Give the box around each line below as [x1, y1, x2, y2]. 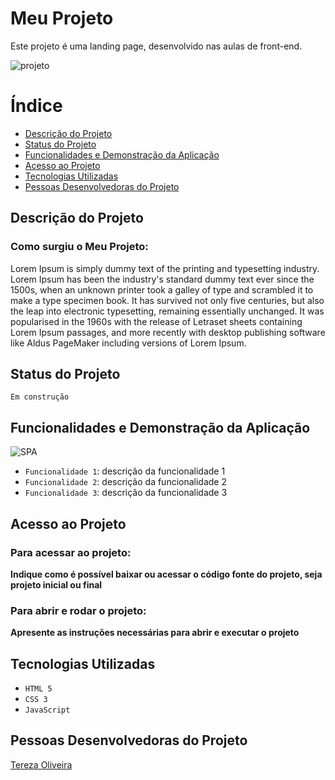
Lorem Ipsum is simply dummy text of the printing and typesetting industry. [10, 262, 320, 274]
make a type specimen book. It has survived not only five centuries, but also [10, 294, 325, 306]
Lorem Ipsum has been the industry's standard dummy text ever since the [10, 273, 315, 285]
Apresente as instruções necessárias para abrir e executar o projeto [10, 627, 300, 639]
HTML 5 [24, 683, 53, 694]
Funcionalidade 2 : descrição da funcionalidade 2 [24, 476, 228, 488]
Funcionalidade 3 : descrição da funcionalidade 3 [24, 487, 228, 499]
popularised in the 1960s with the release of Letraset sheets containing [10, 315, 303, 327]
